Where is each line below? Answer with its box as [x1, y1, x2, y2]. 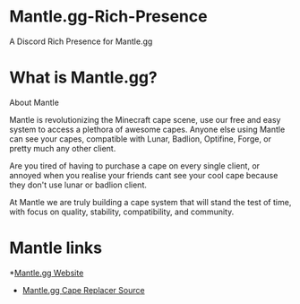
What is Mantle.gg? [9, 67, 159, 88]
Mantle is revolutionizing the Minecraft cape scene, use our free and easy [9, 114, 281, 125]
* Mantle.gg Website [9, 267, 84, 278]
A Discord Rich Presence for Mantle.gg [9, 36, 153, 47]
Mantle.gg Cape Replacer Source [21, 284, 145, 295]
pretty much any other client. [9, 143, 116, 153]
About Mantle [9, 97, 60, 108]
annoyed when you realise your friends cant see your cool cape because [9, 169, 279, 180]
